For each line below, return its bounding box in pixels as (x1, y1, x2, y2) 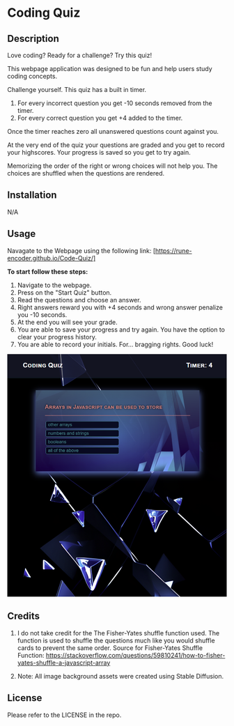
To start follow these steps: (7, 267, 88, 276)
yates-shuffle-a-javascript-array (17, 658, 111, 667)
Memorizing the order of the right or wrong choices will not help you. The (7, 162, 218, 170)
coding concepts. (7, 72, 58, 80)
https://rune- (155, 246, 192, 255)
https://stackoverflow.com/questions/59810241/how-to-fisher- (45, 651, 226, 659)
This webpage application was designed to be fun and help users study (7, 65, 212, 72)
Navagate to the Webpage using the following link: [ (7, 246, 156, 255)
